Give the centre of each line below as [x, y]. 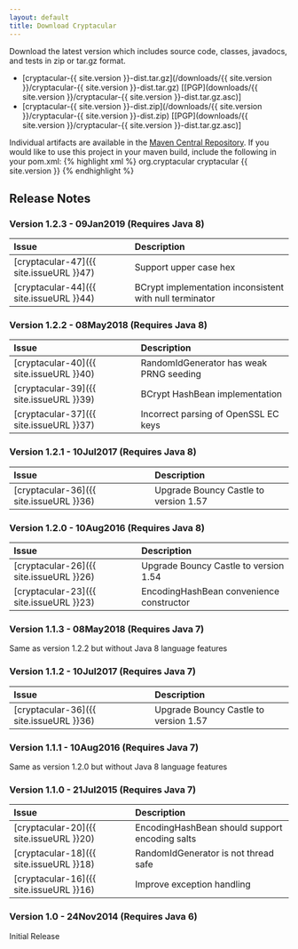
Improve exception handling [193, 884]
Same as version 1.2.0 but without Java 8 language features [118, 767]
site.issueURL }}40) [54, 374]
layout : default [39, 17]
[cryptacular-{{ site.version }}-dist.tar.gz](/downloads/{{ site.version [147, 77]
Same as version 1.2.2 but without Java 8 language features [118, 648]
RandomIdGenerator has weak [204, 363]
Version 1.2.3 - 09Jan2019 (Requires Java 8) [107, 223]
